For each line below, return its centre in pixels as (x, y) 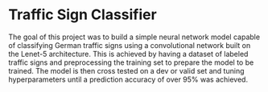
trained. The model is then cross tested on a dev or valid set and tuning (126, 70)
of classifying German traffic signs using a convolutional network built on (130, 45)
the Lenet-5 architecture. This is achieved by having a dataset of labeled (128, 54)
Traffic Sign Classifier (82, 15)
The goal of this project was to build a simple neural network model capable (134, 37)
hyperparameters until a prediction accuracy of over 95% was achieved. (128, 79)
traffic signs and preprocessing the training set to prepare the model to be (131, 62)
